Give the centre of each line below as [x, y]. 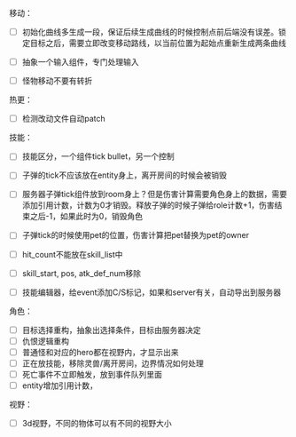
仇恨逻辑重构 [45, 341]
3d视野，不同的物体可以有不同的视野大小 [97, 424]
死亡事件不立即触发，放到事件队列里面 [92, 374]
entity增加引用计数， [59, 385]
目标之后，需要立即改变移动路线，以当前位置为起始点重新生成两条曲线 [158, 44]
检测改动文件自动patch [64, 119]
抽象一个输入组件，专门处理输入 [80, 62]
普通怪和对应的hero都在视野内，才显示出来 [100, 352]
